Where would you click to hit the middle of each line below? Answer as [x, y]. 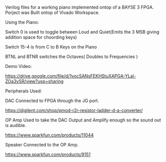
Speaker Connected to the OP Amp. [42, 145]
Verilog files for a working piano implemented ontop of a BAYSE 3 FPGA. [80, 7]
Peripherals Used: [24, 91]
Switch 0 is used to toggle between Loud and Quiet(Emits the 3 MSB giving [82, 32]
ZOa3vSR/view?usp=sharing [34, 81]
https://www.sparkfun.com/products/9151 [48, 154]
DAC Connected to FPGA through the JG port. [52, 100]
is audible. [16, 125]
